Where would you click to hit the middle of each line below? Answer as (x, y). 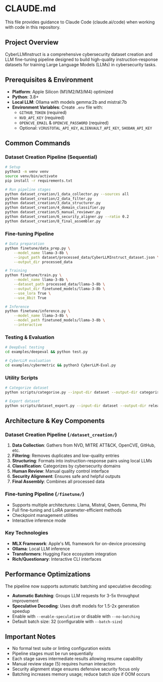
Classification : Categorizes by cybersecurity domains (66, 466)
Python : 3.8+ (25, 97)
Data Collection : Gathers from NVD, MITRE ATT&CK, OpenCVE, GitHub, (84, 445)
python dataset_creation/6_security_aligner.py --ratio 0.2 (67, 217)
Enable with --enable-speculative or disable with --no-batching (76, 616)
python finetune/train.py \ (33, 275)
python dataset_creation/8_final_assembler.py (53, 221)
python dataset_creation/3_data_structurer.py (53, 203)
